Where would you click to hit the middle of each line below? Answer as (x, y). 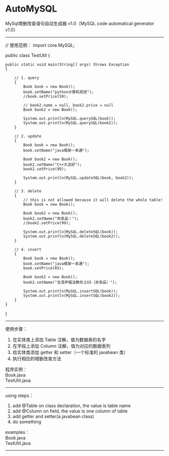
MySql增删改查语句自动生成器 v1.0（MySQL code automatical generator (80, 23)
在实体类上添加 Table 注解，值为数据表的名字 (59, 339)
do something (27, 422)
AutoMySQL (31, 9)
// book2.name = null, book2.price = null (68, 105)
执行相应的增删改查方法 (37, 359)
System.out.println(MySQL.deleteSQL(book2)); (72, 236)
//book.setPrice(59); (46, 96)
